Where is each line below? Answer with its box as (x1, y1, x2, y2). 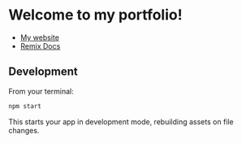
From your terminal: (8, 86, 75, 96)
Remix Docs (19, 41, 61, 50)
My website (19, 32, 59, 42)
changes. (8, 125, 40, 135)
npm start (8, 102, 42, 110)
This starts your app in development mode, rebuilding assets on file (8, 116, 234, 127)
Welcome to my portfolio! (8, 6, 183, 24)
